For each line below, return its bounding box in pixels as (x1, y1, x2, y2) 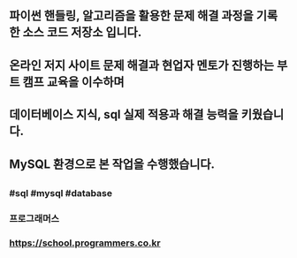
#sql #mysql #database (9, 186, 113, 199)
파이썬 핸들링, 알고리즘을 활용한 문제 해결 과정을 (9, 8, 254, 24)
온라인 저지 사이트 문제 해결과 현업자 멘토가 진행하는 (9, 57, 275, 72)
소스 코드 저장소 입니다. (22, 25, 142, 40)
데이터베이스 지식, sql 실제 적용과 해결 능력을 (9, 107, 239, 122)
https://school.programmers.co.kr (9, 237, 161, 249)
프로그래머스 (9, 212, 60, 224)
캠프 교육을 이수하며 (22, 74, 126, 89)
